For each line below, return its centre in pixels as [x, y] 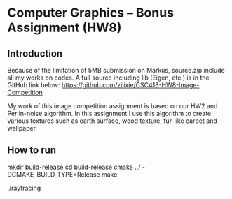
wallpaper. [22, 128]
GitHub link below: [34, 85]
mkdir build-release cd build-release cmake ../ [74, 167]
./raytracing [24, 188]
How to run [32, 150]
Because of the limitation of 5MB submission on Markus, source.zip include [116, 70]
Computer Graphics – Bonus [90, 13]
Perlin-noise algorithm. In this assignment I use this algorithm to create [109, 113]
